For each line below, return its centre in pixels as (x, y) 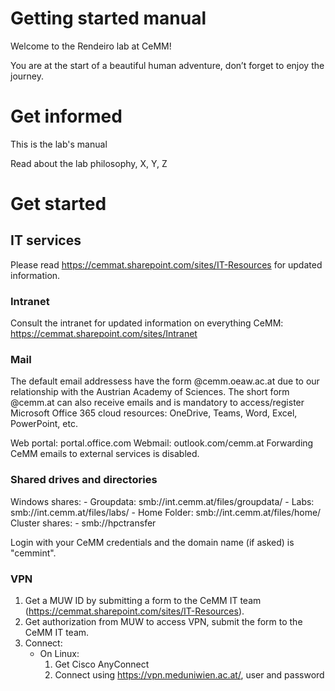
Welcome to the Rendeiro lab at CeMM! (91, 46)
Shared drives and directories (84, 480)
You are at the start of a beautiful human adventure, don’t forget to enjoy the (167, 65)
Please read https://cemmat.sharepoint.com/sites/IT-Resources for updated (166, 264)
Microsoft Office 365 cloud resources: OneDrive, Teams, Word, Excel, (154, 413)
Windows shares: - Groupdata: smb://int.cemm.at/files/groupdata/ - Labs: (162, 501)
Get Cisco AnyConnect (102, 664)
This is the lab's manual (59, 144)
